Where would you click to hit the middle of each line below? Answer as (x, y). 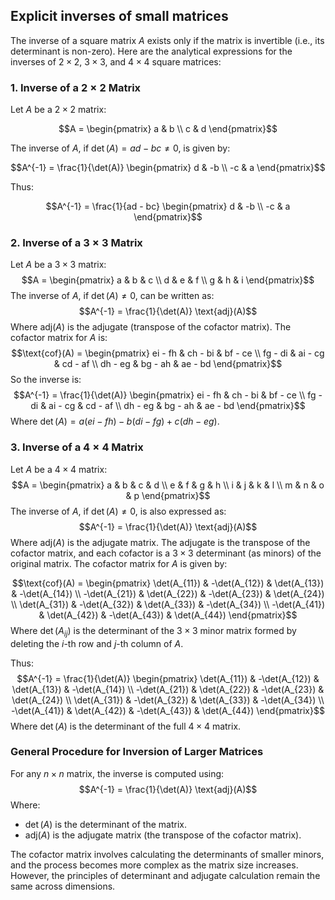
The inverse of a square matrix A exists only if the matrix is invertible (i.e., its (167, 40)
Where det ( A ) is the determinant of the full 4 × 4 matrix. (126, 726)
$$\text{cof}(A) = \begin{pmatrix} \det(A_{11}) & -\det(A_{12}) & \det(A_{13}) (168, 583)
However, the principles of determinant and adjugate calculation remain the (165, 875)
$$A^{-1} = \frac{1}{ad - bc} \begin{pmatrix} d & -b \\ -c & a (168, 206)
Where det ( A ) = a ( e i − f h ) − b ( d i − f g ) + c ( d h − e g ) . (115, 421)
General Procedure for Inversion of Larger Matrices (137, 752)
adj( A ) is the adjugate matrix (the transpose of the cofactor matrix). (163, 835)
